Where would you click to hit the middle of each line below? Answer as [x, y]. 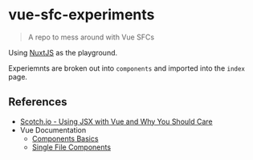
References [38, 102]
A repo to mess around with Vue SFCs [91, 37]
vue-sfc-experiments [82, 15]
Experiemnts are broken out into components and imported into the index [127, 68]
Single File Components [71, 147]
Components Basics [65, 138]
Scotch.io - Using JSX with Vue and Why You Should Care [116, 121]
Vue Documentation [53, 129]
